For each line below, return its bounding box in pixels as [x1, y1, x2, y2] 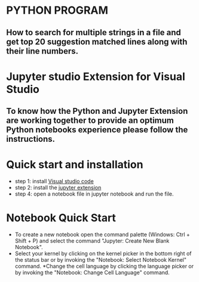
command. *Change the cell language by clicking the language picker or [14, 263, 194, 270]
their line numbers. [6, 46, 79, 56]
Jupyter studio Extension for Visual [6, 70, 185, 83]
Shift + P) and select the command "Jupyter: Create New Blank [14, 237, 170, 244]
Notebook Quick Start [6, 211, 117, 225]
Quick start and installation [6, 158, 143, 172]
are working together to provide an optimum [6, 116, 174, 126]
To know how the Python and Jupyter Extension [6, 106, 188, 116]
